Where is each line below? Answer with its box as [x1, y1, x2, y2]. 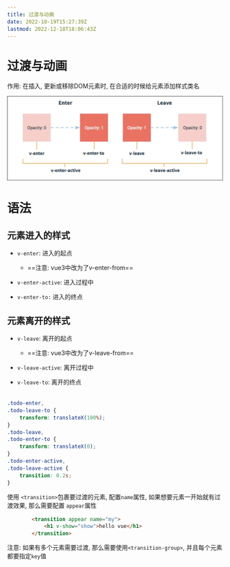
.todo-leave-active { [7, 465, 69, 472]
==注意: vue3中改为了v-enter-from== [27, 264, 133, 272]
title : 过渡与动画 [7, 11, 55, 18]
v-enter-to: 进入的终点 [16, 293, 84, 301]
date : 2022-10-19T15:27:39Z [7, 18, 88, 25]
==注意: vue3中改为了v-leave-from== [27, 349, 134, 357]
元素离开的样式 [7, 315, 71, 326]
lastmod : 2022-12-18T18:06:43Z [7, 25, 97, 32]
